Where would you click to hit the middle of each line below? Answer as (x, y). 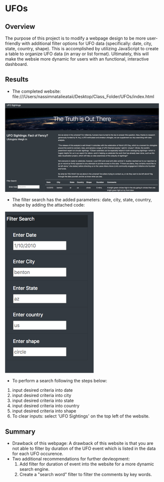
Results (17, 79)
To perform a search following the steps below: (60, 381)
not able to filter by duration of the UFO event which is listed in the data (84, 449)
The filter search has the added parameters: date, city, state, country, (82, 200)
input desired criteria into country (46, 406)
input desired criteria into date (42, 390)
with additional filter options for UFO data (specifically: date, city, (87, 43)
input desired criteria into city (42, 396)
